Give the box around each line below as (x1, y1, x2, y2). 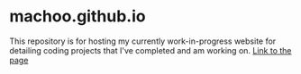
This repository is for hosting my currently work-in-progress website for (9, 36, 277, 46)
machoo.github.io (9, 6, 146, 27)
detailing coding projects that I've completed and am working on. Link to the (9, 45, 292, 55)
